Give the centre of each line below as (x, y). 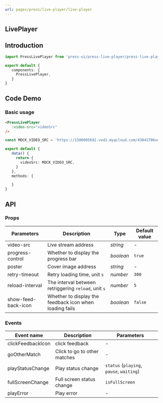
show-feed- (22, 299)
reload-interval (25, 285)
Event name (29, 336)
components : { (26, 70)
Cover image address (72, 266)
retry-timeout (23, 274)
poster (15, 266)
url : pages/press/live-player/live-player (49, 9)
